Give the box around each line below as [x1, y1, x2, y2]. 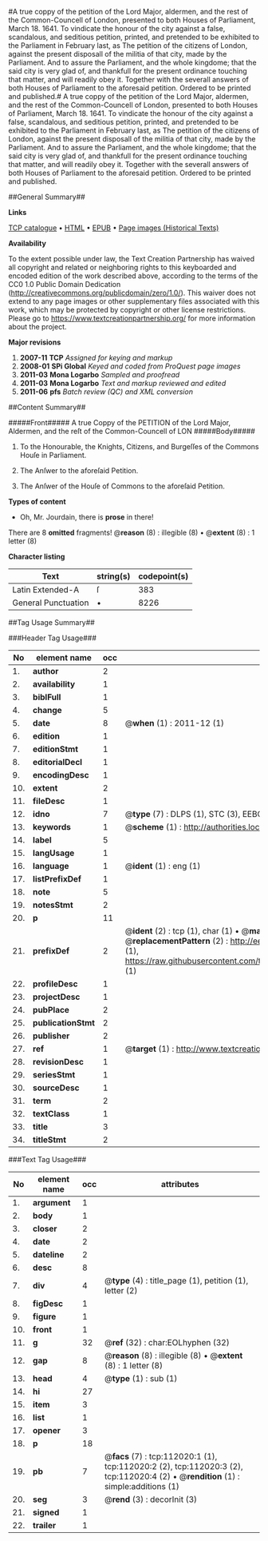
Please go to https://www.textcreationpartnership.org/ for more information [8, 313, 256, 323]
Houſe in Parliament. [19, 451, 87, 460]
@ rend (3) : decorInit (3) [104, 1494, 198, 1505]
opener [33, 1425, 61, 1435]
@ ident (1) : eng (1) [124, 861, 201, 871]
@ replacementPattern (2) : [124, 935, 229, 946]
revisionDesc [33, 1057, 84, 1067]
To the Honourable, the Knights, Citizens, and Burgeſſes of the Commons [19, 442, 259, 451]
